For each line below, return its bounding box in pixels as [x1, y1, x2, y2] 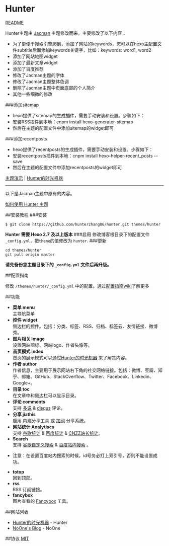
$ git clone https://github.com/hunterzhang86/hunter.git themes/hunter [5, 222, 161, 227]
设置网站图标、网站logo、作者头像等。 [12, 342, 93, 348]
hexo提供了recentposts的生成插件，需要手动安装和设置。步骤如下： [12, 146, 153, 152]
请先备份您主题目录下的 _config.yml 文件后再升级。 [5, 261, 112, 267]
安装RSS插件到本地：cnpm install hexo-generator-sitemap [12, 119, 133, 125]
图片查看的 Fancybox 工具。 [12, 498, 71, 504]
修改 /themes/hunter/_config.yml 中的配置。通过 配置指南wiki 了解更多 [5, 283, 149, 289]
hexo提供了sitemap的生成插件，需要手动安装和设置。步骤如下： [12, 112, 145, 118]
